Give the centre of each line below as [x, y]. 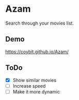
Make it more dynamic [36, 92]
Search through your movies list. [40, 23]
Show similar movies [34, 80]
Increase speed [29, 86]
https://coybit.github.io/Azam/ [37, 51]
